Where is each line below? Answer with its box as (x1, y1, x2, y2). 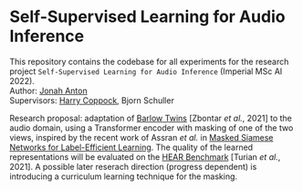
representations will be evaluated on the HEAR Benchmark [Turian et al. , (9, 151, 281, 162)
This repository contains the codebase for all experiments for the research (9, 56, 289, 67)
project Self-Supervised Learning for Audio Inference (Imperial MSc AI (9, 66, 283, 77)
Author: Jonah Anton (9, 85, 89, 96)
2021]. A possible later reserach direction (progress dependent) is (9, 161, 257, 172)
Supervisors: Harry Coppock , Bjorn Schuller (9, 94, 175, 106)
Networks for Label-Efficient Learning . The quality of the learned (9, 142, 254, 153)
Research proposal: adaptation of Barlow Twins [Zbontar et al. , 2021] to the (9, 112, 292, 123)
